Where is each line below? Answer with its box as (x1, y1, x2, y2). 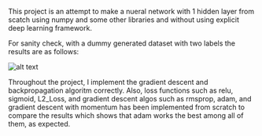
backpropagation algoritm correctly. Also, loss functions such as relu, (8, 86, 234, 95)
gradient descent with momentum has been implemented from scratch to (8, 102, 245, 112)
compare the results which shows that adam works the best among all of (8, 111, 244, 120)
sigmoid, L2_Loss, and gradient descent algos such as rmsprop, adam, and (8, 94, 252, 103)
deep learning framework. (8, 24, 93, 32)
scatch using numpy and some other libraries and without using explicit (8, 15, 240, 24)
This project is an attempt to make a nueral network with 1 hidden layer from (8, 7, 254, 16)
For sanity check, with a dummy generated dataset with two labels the (8, 39, 236, 48)
